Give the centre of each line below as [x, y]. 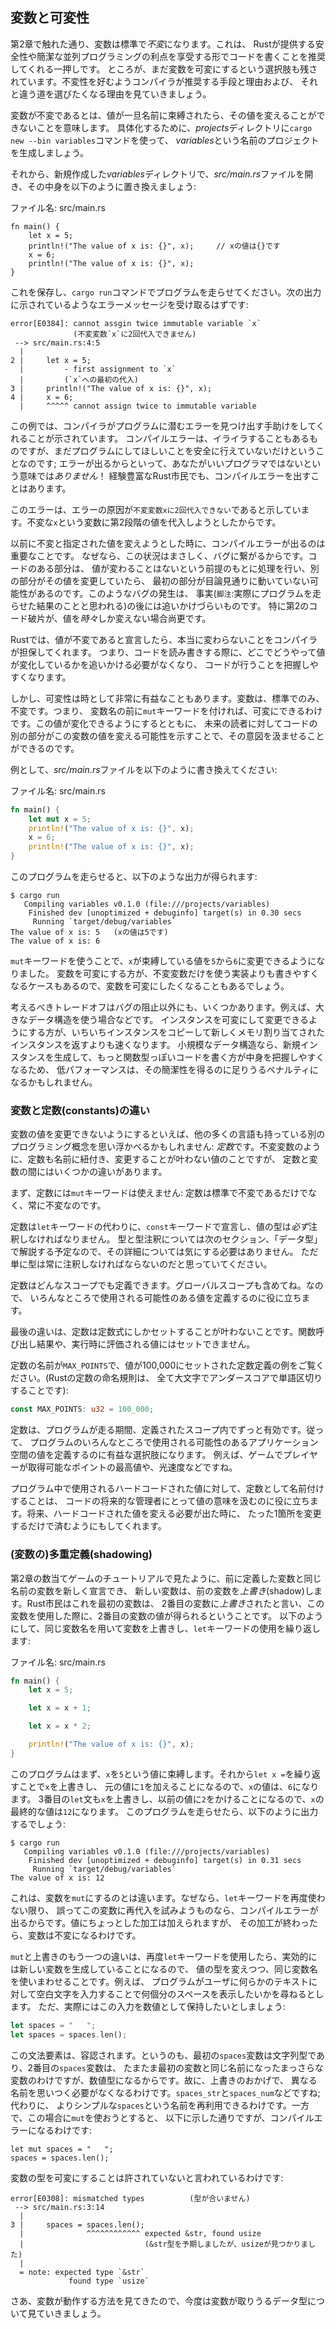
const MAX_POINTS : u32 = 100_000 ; [82, 1409]
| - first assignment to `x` [98, 369]
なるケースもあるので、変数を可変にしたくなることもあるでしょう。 [150, 986]
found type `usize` [109, 2281]
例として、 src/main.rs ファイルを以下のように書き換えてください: [144, 769]
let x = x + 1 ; [60, 1708]
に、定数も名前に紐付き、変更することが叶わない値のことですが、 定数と [160, 1159]
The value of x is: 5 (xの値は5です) [89, 933]
